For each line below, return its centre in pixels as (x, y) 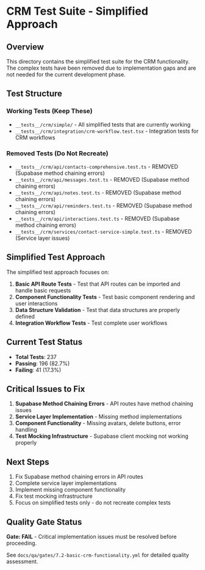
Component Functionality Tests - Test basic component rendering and (105, 297)
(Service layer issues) (42, 238)
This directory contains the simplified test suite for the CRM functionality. (98, 61)
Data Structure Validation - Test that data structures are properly (97, 309)
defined (25, 316)
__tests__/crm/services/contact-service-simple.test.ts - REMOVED (103, 231)
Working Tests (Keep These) (49, 111)
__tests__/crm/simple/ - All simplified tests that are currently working (103, 124)
